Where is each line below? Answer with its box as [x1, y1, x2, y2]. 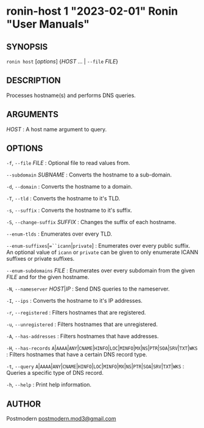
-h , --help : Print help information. [6, 381, 92, 388]
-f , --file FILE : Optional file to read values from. [6, 159, 130, 167]
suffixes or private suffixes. [6, 255, 75, 263]
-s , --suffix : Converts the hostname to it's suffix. [6, 206, 133, 214]
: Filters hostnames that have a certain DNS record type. [6, 351, 147, 358]
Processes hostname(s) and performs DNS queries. [6, 92, 136, 99]
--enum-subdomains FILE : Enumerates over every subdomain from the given [6, 267, 195, 274]
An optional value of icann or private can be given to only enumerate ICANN [6, 248, 199, 256]
